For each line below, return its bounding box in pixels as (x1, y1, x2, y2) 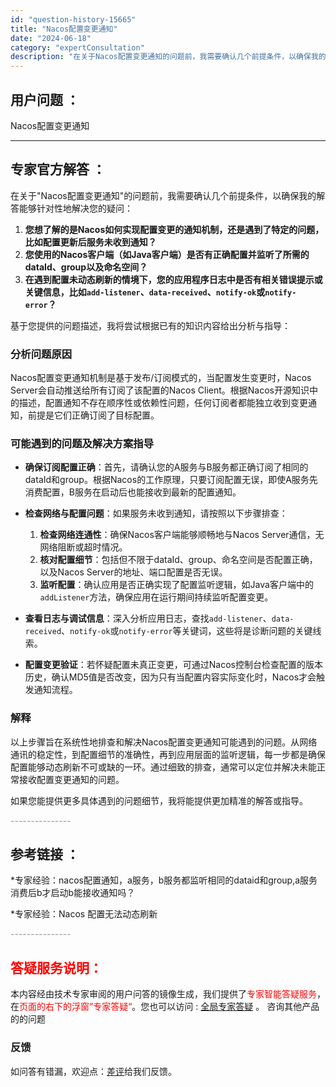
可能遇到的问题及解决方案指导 (10, 436, 155, 450)
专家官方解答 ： (10, 161, 106, 178)
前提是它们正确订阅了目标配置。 (27, 409, 160, 421)
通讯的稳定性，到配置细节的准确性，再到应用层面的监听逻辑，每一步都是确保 (10, 748, 326, 760)
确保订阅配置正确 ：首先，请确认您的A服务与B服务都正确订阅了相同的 (24, 461, 309, 473)
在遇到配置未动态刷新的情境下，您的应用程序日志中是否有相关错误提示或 (24, 273, 323, 285)
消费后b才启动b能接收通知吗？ (10, 887, 136, 899)
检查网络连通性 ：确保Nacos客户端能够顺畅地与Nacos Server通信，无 (39, 529, 325, 541)
